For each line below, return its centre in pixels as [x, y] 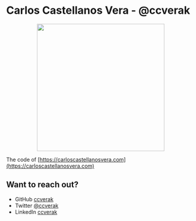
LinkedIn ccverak [36, 212]
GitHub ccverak [34, 199]
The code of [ [23, 159]
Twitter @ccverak [37, 205]
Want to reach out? [43, 185]
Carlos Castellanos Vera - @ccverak [98, 10]
